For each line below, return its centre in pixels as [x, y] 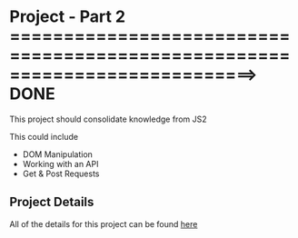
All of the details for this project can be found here [104, 223]
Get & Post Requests [61, 174]
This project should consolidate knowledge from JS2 [108, 119]
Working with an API [60, 164]
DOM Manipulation [58, 154]
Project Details [52, 202]
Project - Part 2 [67, 17]
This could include [44, 136]
